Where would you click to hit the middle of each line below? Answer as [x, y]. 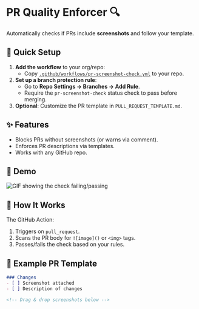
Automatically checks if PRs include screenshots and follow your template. [100, 33]
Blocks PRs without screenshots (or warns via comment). [86, 139]
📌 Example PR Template [52, 263]
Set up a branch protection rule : [56, 80]
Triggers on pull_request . [47, 231]
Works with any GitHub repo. [51, 152]
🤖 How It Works [36, 205]
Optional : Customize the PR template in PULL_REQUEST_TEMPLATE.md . [99, 106]
